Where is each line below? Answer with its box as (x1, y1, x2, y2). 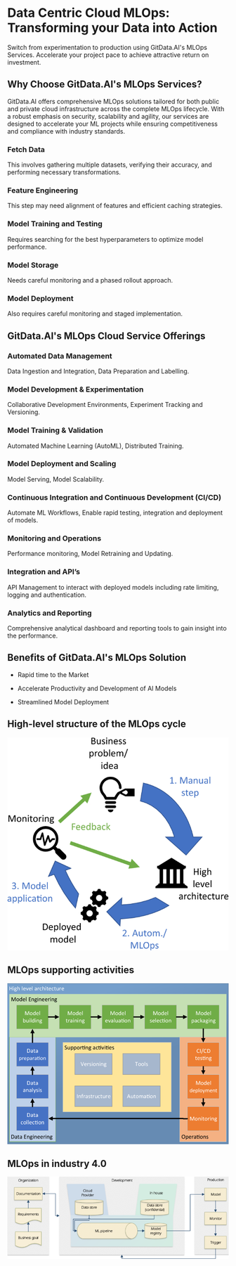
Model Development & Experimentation (7, 385, 144, 394)
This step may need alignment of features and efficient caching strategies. (7, 202, 223, 210)
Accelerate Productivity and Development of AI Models (17, 684, 177, 692)
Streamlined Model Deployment (17, 697, 110, 706)
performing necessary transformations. (7, 168, 122, 176)
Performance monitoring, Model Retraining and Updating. (7, 550, 173, 558)
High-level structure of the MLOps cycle (7, 718, 186, 730)
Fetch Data (7, 144, 46, 154)
